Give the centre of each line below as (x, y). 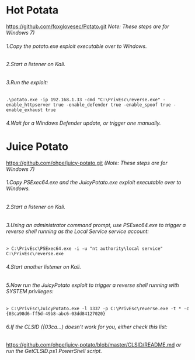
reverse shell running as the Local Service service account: (78, 231)
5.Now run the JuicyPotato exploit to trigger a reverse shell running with (93, 285)
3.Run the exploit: (27, 82)
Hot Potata (32, 10)
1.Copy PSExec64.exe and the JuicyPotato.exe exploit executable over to (94, 183)
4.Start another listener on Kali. (44, 266)
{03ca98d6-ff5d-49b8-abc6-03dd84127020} (56, 314)
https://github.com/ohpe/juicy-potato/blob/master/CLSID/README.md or (94, 345)
